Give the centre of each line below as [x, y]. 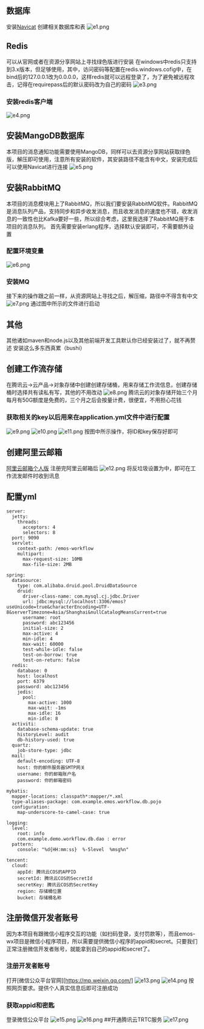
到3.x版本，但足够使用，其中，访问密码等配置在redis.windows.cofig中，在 [99, 69]
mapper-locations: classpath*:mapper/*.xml [67, 796]
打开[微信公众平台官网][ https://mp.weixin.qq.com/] [70, 980]
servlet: [23, 543]
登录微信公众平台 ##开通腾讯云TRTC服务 [84, 1020]
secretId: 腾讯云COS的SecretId [55, 878]
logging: [17, 823]
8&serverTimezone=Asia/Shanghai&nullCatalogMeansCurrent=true [87, 612]
